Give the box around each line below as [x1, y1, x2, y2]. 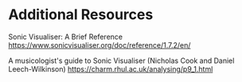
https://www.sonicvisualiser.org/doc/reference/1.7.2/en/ [8, 40, 191, 49]
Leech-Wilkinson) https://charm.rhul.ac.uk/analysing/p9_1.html [8, 64, 213, 73]
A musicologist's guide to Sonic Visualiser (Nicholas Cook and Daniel [8, 56, 235, 65]
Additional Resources [8, 6, 154, 24]
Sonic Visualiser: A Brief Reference [8, 32, 123, 41]
